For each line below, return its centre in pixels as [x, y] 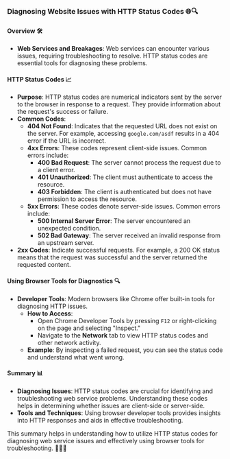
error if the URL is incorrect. [66, 141]
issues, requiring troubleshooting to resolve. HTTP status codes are [112, 56]
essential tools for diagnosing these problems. [82, 63]
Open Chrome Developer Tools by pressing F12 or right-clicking [127, 320]
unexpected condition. [69, 228]
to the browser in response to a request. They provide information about [119, 104]
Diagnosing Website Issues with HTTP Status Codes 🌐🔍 [103, 11]
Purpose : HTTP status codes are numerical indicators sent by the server [119, 97]
